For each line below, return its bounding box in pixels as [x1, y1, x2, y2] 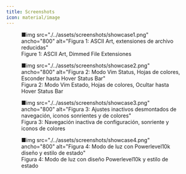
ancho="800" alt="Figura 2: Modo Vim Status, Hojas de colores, [21, 68, 181, 75]
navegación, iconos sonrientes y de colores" [21, 112, 131, 119]
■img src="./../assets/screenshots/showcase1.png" [21, 31, 149, 38]
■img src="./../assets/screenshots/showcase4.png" [21, 136, 150, 143]
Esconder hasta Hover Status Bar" [21, 75, 106, 82]
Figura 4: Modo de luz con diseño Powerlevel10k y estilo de [21, 155, 169, 163]
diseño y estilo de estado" [21, 149, 86, 157]
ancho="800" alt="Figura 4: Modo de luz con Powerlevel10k [21, 143, 170, 150]
